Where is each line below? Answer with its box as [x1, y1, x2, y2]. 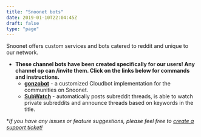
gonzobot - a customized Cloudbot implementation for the [24, 80, 171, 87]
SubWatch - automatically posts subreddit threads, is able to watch [24, 93, 193, 100]
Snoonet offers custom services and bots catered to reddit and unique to [6, 42, 189, 50]
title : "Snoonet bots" [6, 8, 64, 15]
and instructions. [15, 73, 60, 81]
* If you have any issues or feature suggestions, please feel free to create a [6, 118, 194, 125]
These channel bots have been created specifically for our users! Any [15, 61, 196, 68]
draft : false [6, 20, 39, 26]
